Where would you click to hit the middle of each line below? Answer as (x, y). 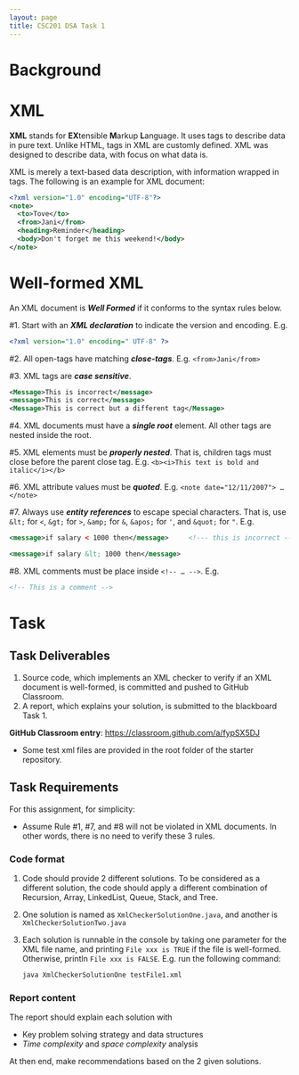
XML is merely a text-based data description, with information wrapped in (144, 171)
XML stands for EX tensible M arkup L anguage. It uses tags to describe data (148, 136)
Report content (43, 997)
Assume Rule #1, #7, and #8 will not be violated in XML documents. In (149, 826)
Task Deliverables (60, 656)
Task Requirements (64, 787)
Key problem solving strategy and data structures (113, 1035)
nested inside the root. (50, 435)
